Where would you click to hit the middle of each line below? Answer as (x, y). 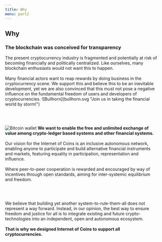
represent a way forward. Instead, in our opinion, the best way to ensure (77, 209)
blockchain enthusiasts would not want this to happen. (59, 68)
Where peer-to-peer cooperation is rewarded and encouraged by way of (78, 169)
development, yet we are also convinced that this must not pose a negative (80, 89)
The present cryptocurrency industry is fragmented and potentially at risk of (81, 58)
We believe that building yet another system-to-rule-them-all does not (75, 203)
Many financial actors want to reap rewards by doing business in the (73, 78)
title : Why (16, 9)
